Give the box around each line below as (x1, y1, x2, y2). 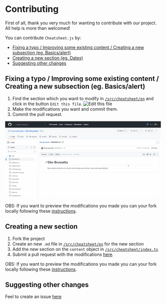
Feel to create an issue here (5, 294, 62, 300)
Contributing (5, 3, 59, 15)
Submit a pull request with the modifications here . (12, 251, 114, 257)
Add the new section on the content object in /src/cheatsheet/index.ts (12, 246, 159, 252)
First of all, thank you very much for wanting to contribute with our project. (5, 20, 157, 26)
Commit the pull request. (12, 111, 63, 117)
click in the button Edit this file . (12, 101, 83, 107)
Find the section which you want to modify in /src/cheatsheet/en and (12, 95, 154, 101)
